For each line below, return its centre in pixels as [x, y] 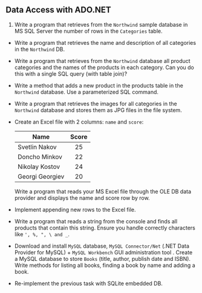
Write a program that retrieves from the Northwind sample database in [101, 24]
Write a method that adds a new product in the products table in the [99, 85]
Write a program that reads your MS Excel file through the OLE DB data [103, 191]
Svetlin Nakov [37, 146]
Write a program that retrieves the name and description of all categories [105, 42]
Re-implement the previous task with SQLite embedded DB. [88, 283]
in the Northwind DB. [40, 49]
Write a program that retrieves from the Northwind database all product [103, 61]
